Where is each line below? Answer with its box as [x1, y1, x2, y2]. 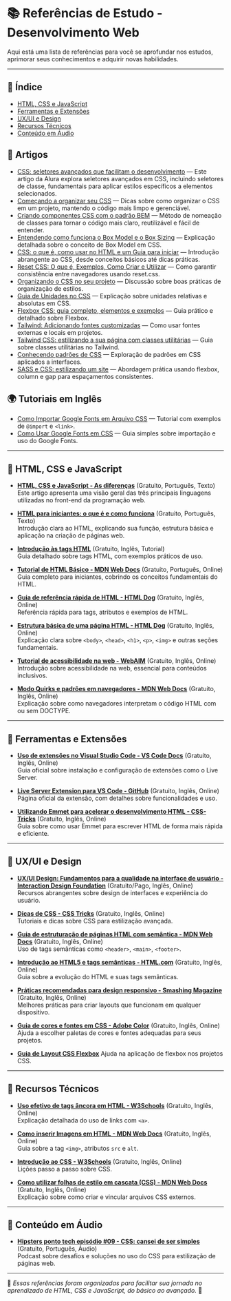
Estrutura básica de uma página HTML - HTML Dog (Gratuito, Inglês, [16, 622, 214, 630]
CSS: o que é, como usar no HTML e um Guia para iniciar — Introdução [16, 247, 219, 256]
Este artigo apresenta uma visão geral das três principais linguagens [16, 489, 212, 497]
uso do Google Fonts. [16, 437, 78, 445]
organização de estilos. [16, 284, 84, 293]
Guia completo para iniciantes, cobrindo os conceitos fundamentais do [16, 573, 218, 581]
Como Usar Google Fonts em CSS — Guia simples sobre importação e [16, 429, 216, 438]
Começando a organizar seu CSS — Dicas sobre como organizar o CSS [16, 196, 220, 205]
